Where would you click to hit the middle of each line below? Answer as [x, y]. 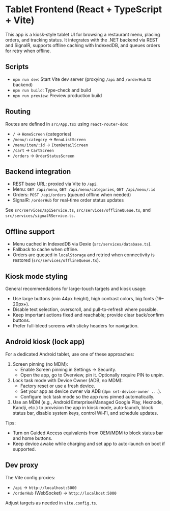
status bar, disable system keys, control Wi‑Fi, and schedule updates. [85, 413]
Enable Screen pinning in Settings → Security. [68, 369]
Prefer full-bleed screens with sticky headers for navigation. [76, 326]
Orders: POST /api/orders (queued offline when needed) [72, 195]
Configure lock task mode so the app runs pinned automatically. [87, 396]
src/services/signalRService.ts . [40, 215]
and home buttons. [32, 438]
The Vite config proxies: [31, 477]
